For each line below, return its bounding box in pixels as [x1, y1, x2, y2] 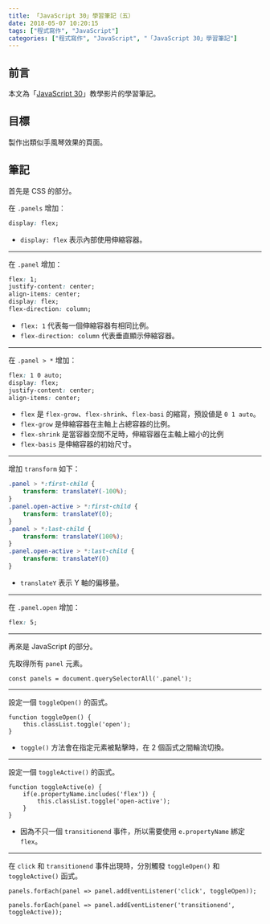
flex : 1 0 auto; [8, 371, 63, 379]
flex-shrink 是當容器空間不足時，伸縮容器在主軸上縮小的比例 [19, 429, 224, 439]
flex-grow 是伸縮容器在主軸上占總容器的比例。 [19, 419, 175, 429]
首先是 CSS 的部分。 [8, 186, 76, 195]
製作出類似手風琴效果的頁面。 [8, 137, 107, 147]
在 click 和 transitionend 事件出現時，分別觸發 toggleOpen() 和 [8, 861, 220, 870]
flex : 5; [8, 618, 38, 627]
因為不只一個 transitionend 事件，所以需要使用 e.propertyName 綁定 [19, 826, 245, 836]
